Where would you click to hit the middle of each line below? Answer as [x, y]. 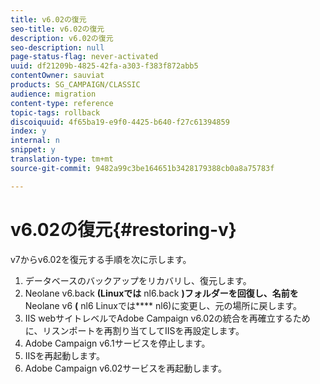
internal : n [35, 141]
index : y [28, 131]
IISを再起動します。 [64, 355]
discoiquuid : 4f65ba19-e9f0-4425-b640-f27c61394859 [120, 122]
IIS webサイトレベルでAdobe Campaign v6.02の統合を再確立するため [167, 318]
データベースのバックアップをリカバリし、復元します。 [138, 280]
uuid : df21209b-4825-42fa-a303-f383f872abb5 [104, 66]
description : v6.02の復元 [62, 38]
